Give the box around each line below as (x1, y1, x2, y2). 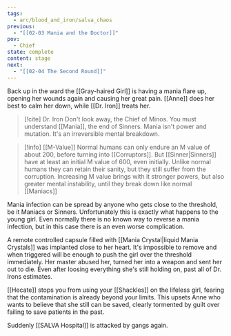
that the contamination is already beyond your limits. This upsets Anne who (7, 293, 221, 301)
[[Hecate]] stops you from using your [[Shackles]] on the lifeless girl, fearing (7, 286, 225, 294)
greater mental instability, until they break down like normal (23, 179, 192, 188)
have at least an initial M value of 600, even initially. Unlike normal (23, 157, 212, 166)
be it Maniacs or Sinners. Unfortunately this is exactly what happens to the (7, 208, 219, 216)
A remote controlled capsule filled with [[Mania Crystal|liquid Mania (7, 235, 199, 244)
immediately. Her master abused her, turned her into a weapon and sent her (7, 257, 223, 266)
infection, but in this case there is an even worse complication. (7, 222, 185, 230)
